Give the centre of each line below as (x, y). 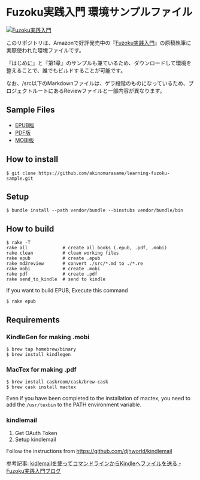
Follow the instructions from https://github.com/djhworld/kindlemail (89, 451)
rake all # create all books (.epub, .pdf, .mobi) (87, 248)
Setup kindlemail (35, 440)
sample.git (20, 178)
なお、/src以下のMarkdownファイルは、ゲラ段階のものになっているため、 (97, 83)
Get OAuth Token (36, 433)
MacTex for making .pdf (41, 369)
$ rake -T (19, 243)
